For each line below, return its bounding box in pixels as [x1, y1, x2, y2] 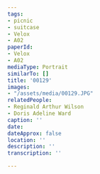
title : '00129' [7, 76, 52, 84]
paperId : [7, 43, 33, 51]
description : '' [7, 143, 55, 150]
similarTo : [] [7, 70, 50, 77]
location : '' [7, 136, 46, 143]
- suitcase [7, 24, 40, 31]
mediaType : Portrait [7, 63, 69, 71]
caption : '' [7, 116, 43, 123]
